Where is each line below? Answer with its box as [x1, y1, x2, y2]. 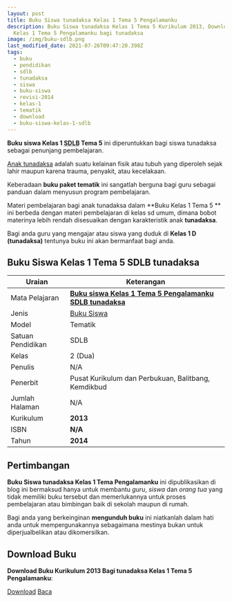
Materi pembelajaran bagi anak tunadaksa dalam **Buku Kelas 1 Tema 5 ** [7, 201, 221, 209]
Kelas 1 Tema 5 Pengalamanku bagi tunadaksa [13, 29, 144, 37]
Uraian [26, 277, 48, 287]
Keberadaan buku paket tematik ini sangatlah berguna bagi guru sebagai [7, 180, 216, 188]
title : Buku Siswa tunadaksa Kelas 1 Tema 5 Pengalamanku [7, 17, 177, 24]
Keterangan [126, 277, 166, 287]
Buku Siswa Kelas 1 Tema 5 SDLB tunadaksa [7, 256, 200, 268]
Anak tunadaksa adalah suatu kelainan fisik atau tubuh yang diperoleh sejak [7, 159, 223, 168]
